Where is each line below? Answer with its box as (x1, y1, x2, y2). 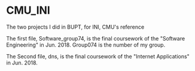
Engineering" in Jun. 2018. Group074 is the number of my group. (6, 41, 166, 48)
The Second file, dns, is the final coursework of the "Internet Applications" (6, 53, 190, 60)
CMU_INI (6, 4, 51, 17)
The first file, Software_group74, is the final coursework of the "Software (6, 35, 185, 42)
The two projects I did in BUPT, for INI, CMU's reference (6, 23, 145, 30)
